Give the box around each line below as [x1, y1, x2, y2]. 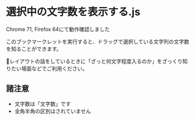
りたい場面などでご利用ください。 [6, 65, 88, 72]
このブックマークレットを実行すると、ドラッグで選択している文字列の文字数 [6, 38, 190, 45]
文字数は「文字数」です [14, 100, 71, 107]
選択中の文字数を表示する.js [6, 5, 141, 19]
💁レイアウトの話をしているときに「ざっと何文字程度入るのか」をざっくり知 [6, 58, 188, 65]
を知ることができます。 [6, 45, 62, 52]
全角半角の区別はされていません [14, 107, 91, 114]
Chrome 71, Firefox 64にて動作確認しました [6, 26, 110, 33]
